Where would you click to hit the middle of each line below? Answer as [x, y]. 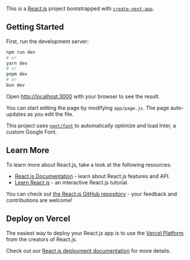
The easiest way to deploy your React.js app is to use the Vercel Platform [95, 233]
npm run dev [21, 52]
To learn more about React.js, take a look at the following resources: [89, 164]
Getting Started [35, 27]
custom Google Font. [32, 132]
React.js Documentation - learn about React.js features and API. [92, 176]
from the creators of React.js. [42, 239]
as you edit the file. [50, 114]
